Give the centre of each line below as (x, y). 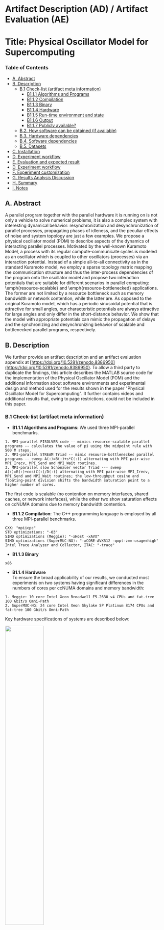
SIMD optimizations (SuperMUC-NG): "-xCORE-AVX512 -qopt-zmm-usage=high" (82, 541)
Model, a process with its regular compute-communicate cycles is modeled (81, 252)
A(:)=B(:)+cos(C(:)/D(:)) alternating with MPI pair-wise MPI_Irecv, (78, 472)
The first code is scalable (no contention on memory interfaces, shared (77, 494)
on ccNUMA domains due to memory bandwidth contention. (66, 504)
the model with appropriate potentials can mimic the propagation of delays (80, 319)
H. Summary (25, 183)
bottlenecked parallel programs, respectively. (51, 330)
